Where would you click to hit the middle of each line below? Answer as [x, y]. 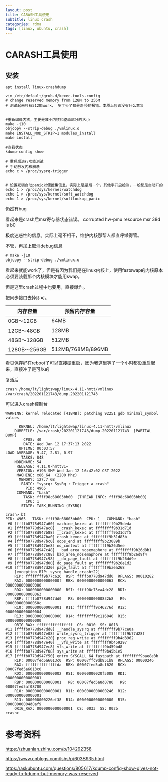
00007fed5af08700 [23, 687]
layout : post [19, 10]
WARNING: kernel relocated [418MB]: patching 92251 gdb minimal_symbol [82, 414]
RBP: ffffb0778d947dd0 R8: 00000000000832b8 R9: [71, 599]
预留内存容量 [80, 311]
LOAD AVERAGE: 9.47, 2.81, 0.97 [39, 453]
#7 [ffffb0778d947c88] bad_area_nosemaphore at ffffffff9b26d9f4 [77, 555]
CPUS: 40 [32, 440]
